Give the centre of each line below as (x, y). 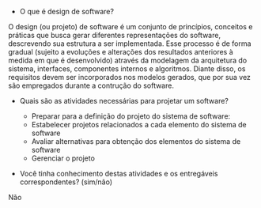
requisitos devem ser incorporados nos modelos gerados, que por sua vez (130, 77)
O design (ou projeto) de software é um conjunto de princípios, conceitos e (130, 26)
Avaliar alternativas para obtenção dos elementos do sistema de (136, 141)
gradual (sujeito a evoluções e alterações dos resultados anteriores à (121, 52)
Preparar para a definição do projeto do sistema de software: (131, 116)
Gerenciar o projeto (63, 158)
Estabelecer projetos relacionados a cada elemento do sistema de (139, 125)
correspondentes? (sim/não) (66, 182)
